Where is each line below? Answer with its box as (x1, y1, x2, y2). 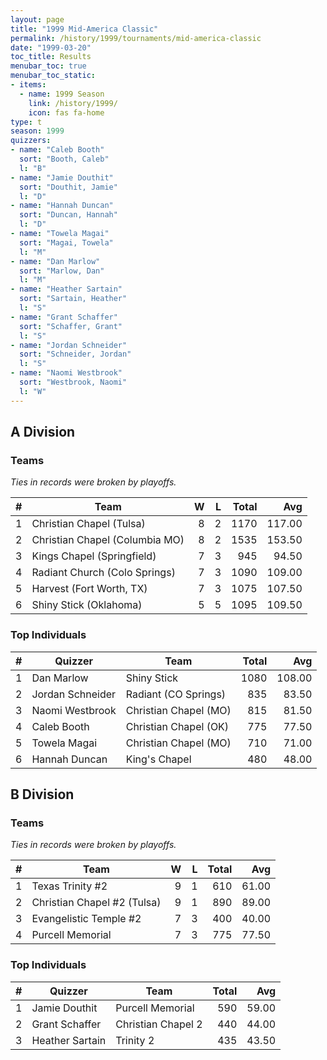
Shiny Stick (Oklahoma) (31, 598, 143, 612)
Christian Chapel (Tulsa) (31, 517, 146, 531)
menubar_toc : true (10, 61, 87, 71)
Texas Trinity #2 (31, 879, 108, 893)
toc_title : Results (10, 52, 92, 62)
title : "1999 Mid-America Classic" (10, 24, 159, 34)
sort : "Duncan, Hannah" (19, 210, 118, 220)
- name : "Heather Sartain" (10, 284, 123, 295)
